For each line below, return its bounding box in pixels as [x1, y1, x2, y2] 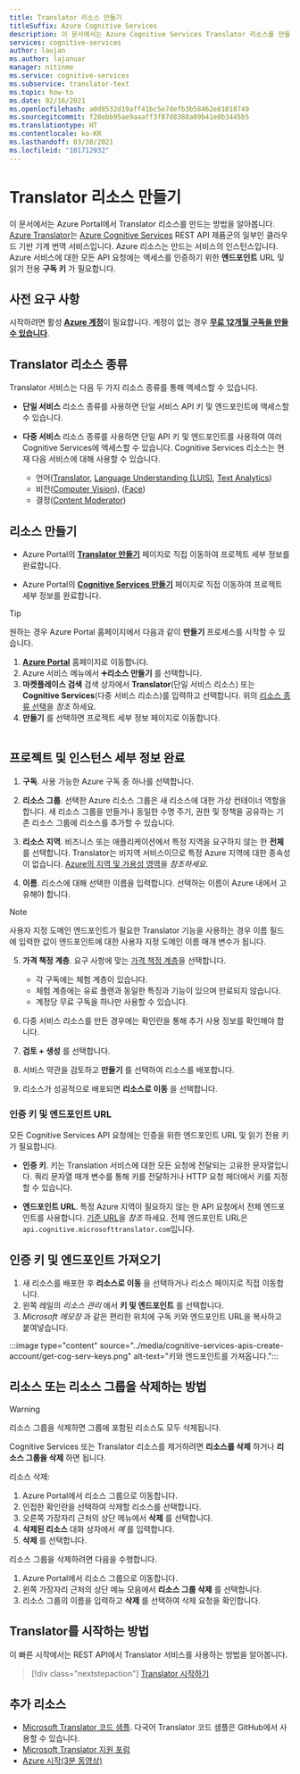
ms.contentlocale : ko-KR [9, 129, 102, 138]
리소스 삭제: [9, 1470, 51, 1482]
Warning [9, 1403, 40, 1414]
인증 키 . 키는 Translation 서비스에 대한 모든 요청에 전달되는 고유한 [21, 1160, 251, 1170]
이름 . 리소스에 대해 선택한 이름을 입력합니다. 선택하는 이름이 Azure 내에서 [21, 877, 278, 888]
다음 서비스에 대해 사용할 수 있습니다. [31, 454, 161, 464]
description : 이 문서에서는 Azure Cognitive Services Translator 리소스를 [9, 29, 275, 38]
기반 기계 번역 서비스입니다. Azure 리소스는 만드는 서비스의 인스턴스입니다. [18, 240, 279, 251]
